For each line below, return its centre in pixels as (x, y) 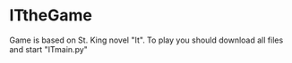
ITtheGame (51, 16)
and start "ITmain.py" (48, 49)
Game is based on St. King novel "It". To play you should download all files (146, 40)
